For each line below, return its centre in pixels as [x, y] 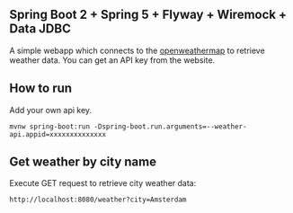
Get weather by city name [83, 162]
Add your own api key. [51, 110]
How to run [41, 89]
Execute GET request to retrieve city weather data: [103, 183]
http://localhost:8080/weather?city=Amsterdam [98, 200]
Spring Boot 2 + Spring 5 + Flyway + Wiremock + [148, 15]
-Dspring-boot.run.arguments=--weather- [170, 126]
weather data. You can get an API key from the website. [112, 60]
